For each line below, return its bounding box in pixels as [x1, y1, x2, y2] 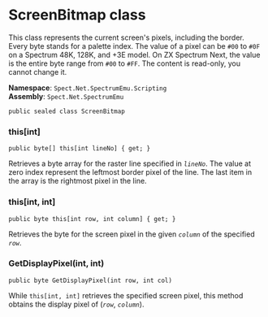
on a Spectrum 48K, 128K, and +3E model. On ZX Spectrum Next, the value [8, 50, 261, 59]
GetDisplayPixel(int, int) [8, 258, 105, 269]
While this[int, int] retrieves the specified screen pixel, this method [8, 290, 244, 300]
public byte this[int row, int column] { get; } [8, 215, 176, 223]
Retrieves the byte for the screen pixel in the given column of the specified [8, 229, 255, 239]
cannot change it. [8, 67, 67, 76]
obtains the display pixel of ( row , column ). [8, 299, 145, 309]
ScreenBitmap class [8, 6, 146, 24]
